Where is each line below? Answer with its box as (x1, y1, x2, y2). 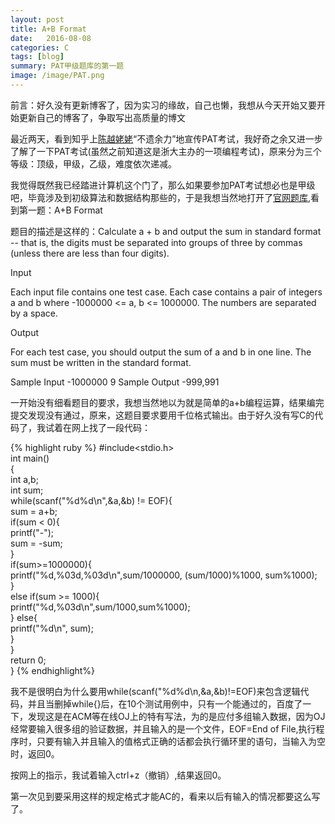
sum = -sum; (10, 537, 63, 549)
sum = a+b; (10, 505, 58, 517)
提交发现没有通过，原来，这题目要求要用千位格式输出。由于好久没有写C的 (10, 409, 315, 421)
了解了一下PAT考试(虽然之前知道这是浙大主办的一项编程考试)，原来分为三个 (10, 145, 322, 157)
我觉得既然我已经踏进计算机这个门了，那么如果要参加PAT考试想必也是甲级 (10, 179, 316, 191)
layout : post (10, 14, 65, 25)
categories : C (10, 42, 70, 53)
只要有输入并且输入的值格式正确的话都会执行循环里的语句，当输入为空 (36, 735, 326, 747)
